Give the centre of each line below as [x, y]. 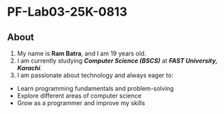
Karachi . [29, 68]
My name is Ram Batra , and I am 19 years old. [82, 53]
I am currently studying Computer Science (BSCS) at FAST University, [117, 61]
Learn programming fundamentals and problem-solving [95, 88]
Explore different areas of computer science [79, 96]
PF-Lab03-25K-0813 [67, 12]
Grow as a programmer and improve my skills [81, 103]
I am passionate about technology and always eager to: [95, 75]
